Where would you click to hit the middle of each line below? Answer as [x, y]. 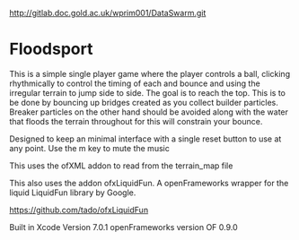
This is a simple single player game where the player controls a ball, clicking [149, 73]
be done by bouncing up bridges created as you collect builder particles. [144, 102]
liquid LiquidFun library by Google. [73, 193]
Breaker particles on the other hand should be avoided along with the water [149, 112]
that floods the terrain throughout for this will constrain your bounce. [136, 121]
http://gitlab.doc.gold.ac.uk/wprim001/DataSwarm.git [108, 13]
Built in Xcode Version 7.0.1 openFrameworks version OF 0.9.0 [123, 227]
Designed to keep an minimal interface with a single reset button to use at [145, 139]
